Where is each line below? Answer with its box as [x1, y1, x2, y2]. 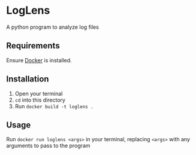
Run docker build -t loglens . [14, 102, 94, 110]
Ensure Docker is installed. [6, 56, 72, 63]
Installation [6, 74, 49, 84]
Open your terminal [14, 90, 63, 97]
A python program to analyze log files [6, 23, 99, 31]
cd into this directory [14, 96, 66, 104]
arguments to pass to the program [6, 142, 91, 150]
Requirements [6, 41, 60, 51]
